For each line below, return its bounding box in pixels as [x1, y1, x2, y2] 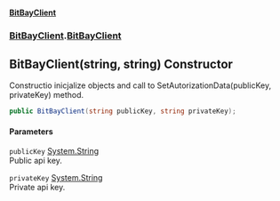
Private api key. [9, 182, 66, 193]
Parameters [9, 125, 53, 137]
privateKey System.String [9, 173, 103, 183]
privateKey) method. [9, 90, 84, 100]
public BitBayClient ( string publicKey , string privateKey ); [9, 107, 237, 116]
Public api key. [9, 156, 62, 166]
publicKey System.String [9, 146, 100, 157]
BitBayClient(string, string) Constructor [9, 56, 234, 71]
